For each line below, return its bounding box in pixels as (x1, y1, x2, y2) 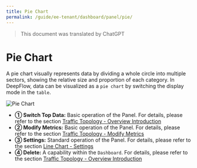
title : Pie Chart (6, 8, 49, 15)
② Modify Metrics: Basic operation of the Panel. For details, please (14, 124, 181, 131)
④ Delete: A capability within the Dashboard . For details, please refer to (14, 149, 188, 156)
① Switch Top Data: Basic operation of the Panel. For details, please (14, 112, 183, 119)
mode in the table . (6, 89, 51, 96)
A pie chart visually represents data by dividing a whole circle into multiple (6, 70, 186, 77)
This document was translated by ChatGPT (20, 30, 125, 37)
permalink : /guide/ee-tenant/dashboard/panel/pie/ (6, 14, 133, 20)
